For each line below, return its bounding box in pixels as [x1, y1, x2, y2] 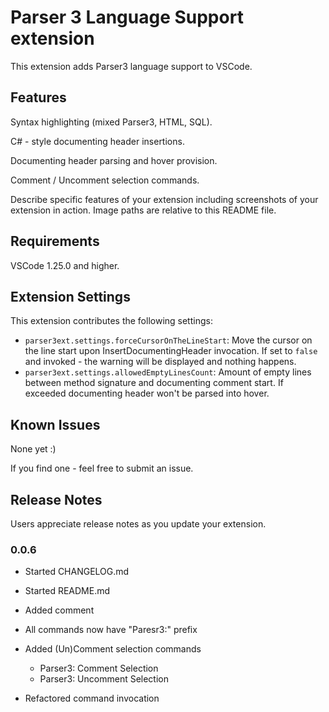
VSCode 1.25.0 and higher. [10, 259, 120, 271]
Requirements [10, 233, 100, 250]
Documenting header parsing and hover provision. [10, 154, 218, 166]
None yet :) [10, 443, 57, 455]
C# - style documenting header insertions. [10, 135, 185, 147]
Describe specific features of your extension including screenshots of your [10, 193, 319, 205]
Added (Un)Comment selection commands [24, 643, 202, 655]
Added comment [24, 604, 95, 616]
